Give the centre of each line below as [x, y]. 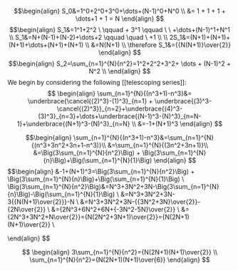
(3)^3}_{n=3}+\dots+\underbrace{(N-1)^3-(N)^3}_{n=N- [120, 116]
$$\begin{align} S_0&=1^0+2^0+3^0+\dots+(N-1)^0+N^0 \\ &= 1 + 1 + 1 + [120, 11]
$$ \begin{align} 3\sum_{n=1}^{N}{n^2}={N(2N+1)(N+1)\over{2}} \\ [120, 252]
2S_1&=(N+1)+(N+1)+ [200, 37]
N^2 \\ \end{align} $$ [120, 71]
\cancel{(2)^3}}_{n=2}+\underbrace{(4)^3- [120, 108]
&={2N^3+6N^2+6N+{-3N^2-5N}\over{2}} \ [115, 209]
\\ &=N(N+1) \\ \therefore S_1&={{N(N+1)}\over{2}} [158, 45]
